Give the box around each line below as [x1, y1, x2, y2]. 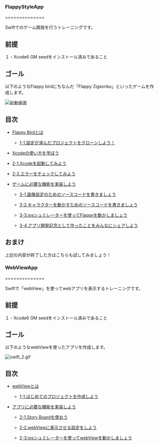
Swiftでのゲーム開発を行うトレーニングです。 [5, 24, 95, 30]
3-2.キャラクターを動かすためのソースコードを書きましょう [19, 202, 138, 207]
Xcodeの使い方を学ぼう [12, 150, 60, 156]
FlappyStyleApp [5, 3, 44, 10]
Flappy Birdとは [12, 129, 44, 135]
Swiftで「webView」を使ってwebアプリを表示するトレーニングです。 [5, 285, 143, 291]
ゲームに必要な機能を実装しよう [12, 181, 76, 187]
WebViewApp [5, 264, 38, 271]
